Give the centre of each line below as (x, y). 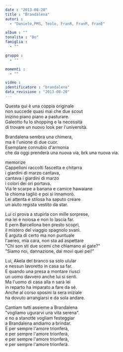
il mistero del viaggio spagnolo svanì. (43, 230)
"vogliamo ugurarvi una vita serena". (42, 312)
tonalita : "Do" (22, 37)
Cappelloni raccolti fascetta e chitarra (44, 168)
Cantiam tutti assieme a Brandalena (41, 307)
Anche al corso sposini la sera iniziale (44, 292)
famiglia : (16, 42)
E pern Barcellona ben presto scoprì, (43, 225)
